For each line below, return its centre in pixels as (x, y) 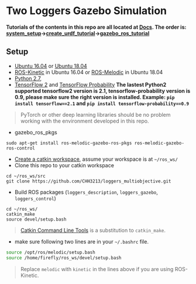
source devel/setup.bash (36, 219)
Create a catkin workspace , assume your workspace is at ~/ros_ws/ (96, 159)
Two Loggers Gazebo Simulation (87, 11)
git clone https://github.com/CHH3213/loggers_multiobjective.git (89, 181)
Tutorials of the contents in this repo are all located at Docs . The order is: (96, 27)
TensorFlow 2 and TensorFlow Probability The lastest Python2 (90, 84)
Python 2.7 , (28, 78)
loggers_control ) (35, 198)
